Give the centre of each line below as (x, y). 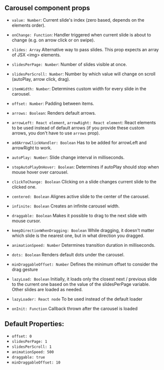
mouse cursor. (26, 221)
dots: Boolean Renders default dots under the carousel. (68, 254)
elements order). (28, 25)
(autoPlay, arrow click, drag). (41, 79)
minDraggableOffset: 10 (36, 362)
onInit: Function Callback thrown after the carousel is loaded (75, 308)
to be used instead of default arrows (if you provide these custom (78, 128)
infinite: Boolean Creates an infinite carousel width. (66, 206)
